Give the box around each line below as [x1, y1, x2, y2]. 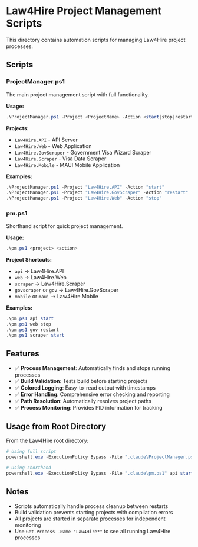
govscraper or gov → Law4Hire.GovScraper [14, 287, 119, 294]
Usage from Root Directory [6, 421, 107, 432]
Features [6, 349, 39, 359]
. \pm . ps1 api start [6, 316, 54, 322]
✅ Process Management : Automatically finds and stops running [14, 364, 171, 371]
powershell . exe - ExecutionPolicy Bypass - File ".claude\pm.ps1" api [6, 471, 178, 477]
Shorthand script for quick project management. [6, 223, 123, 230]
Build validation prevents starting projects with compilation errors [14, 509, 173, 516]
